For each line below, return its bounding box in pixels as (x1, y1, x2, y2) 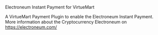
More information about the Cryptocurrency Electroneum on (5, 19, 127, 25)
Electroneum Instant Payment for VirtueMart (5, 4, 95, 10)
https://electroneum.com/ (5, 24, 57, 30)
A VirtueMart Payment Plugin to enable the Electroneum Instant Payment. (5, 14, 154, 19)
